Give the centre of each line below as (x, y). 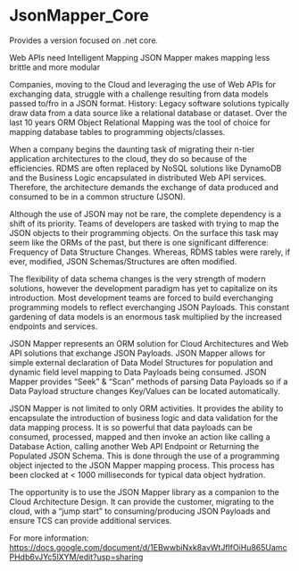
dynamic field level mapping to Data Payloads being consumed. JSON (138, 372)
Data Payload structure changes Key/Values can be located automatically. (145, 390)
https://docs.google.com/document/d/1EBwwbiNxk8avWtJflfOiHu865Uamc (148, 547)
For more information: (49, 538)
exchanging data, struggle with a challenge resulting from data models (139, 94)
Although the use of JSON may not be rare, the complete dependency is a (145, 214)
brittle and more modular (55, 67)
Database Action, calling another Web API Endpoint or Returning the (134, 446)
